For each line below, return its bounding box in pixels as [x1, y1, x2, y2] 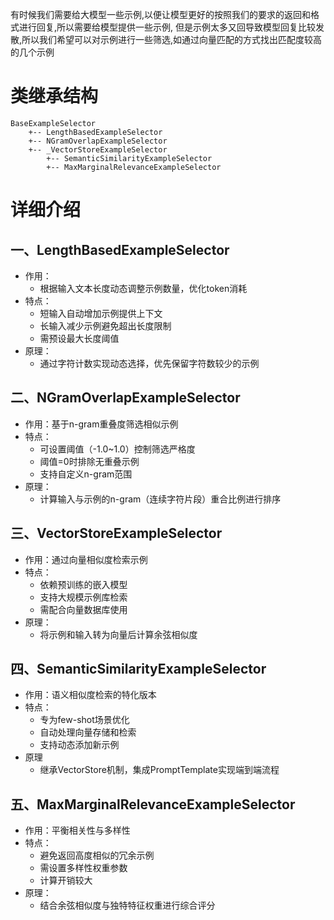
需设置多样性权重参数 [39, 862, 128, 874]
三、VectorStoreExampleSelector [10, 525, 223, 542]
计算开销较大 [39, 874, 93, 887]
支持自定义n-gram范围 [39, 468, 133, 480]
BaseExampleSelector [10, 118, 97, 128]
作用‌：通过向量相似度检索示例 [24, 553, 148, 565]
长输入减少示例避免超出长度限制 [39, 319, 172, 332]
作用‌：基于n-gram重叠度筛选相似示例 [24, 418, 179, 430]
